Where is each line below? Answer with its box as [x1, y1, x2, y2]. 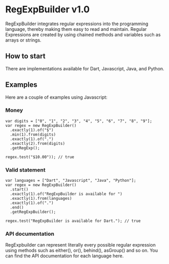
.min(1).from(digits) [10, 132, 56, 137]
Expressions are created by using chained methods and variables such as [5, 31, 161, 37]
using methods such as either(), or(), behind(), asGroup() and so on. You [5, 248, 158, 254]
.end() [10, 205, 24, 210]
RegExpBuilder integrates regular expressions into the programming [5, 21, 149, 27]
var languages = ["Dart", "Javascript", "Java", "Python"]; [5, 178, 137, 183]
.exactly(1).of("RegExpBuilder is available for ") [10, 192, 123, 197]
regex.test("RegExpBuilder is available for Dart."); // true [5, 218, 141, 224]
